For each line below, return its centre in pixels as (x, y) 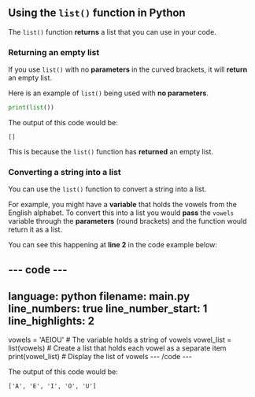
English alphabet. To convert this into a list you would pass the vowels (121, 213)
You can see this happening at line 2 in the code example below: (113, 245)
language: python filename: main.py (99, 297)
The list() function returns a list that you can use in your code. (112, 32)
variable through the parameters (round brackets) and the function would (128, 221)
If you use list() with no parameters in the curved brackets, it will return (128, 69)
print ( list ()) (31, 108)
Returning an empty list (54, 52)
